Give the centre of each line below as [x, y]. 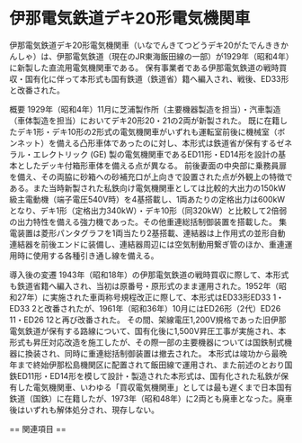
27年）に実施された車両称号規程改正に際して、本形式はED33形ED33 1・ [151, 297]
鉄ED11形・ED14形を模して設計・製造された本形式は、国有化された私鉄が [145, 375]
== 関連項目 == [38, 429]
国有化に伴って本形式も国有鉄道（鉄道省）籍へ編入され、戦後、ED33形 [157, 78]
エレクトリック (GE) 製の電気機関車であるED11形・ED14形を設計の [155, 154]
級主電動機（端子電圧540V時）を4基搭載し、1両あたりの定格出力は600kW [147, 199]
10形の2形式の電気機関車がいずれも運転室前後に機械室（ [172, 131]
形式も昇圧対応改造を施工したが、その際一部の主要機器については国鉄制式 [147, 342]
